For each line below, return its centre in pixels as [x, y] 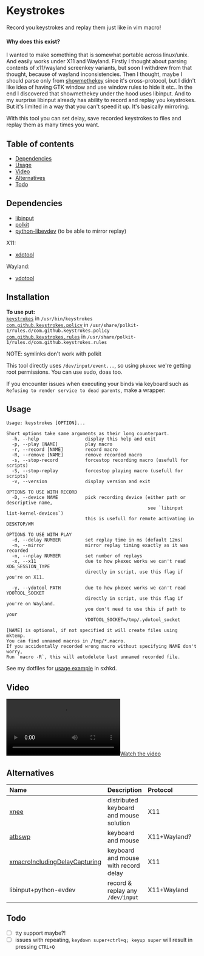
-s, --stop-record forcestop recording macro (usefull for [100, 460]
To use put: [21, 312]
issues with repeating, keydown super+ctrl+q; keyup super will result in [104, 940]
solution [119, 823]
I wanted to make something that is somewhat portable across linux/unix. [98, 55]
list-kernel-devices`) [35, 514]
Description [124, 790]
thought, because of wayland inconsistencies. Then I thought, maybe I [94, 74]
